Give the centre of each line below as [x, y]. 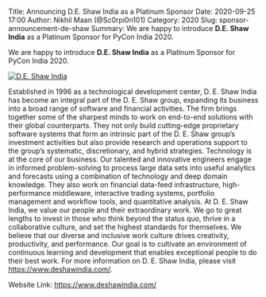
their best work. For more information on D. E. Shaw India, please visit [122, 261]
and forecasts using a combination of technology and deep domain [118, 176]
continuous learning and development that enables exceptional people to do [133, 252]
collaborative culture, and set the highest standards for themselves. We [125, 227]
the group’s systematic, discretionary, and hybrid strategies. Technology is [130, 151]
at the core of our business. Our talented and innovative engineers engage [130, 159]
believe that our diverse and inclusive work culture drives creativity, [119, 235]
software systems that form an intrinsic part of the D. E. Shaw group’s [122, 134]
